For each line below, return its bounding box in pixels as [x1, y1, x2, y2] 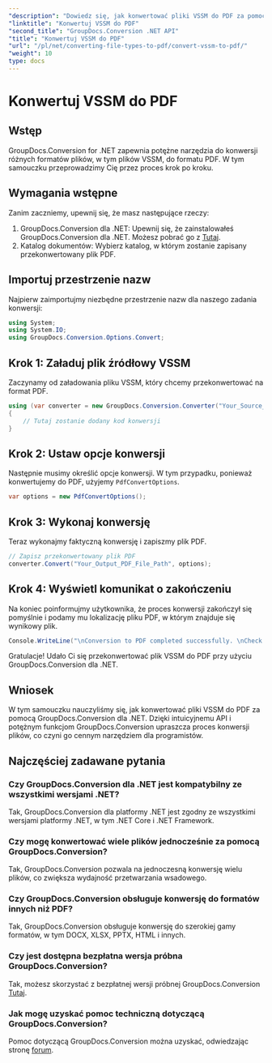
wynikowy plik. [8, 621, 58, 630]
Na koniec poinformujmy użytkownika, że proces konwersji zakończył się [8, 604, 253, 613]
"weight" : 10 [8, 49, 53, 58]
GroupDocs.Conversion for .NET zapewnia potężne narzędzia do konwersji [8, 145, 258, 155]
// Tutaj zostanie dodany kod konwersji [23, 416, 161, 425]
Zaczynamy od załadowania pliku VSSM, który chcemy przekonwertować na [8, 378, 264, 387]
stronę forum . [8, 1045, 54, 1055]
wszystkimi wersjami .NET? [8, 788, 120, 800]
